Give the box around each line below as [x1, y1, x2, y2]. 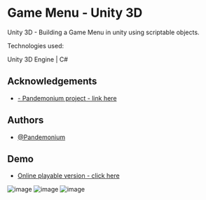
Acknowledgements [7, 76, 97, 87]
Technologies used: [7, 41, 64, 50]
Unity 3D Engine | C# [7, 55, 69, 64]
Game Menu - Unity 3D [7, 5, 143, 21]
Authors [7, 114, 44, 127]
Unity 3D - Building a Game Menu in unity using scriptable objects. [7, 28, 200, 36]
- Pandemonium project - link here [17, 94, 117, 102]
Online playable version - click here [17, 171, 121, 180]
